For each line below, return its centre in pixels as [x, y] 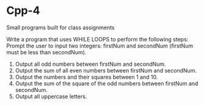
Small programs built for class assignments [60, 27]
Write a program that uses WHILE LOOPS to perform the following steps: [97, 39]
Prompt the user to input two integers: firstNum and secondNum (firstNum [100, 46]
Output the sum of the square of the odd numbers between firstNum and [107, 83]
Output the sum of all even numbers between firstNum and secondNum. [106, 70]
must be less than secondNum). [46, 52]
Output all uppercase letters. [51, 96]
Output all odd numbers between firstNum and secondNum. [90, 64]
